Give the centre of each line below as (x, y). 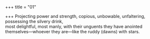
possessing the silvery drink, (34, 21)
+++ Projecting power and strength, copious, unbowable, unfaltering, (75, 16)
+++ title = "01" (21, 7)
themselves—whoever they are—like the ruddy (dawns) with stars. (73, 32)
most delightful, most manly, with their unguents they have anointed (74, 26)
